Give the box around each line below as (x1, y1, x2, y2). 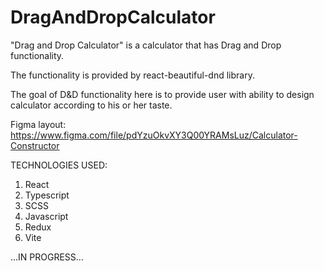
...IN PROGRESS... (10, 251, 84, 263)
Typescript (24, 189, 70, 201)
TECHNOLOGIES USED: (10, 159, 108, 171)
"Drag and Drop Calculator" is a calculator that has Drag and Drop (10, 39, 282, 51)
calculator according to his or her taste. (10, 99, 173, 111)
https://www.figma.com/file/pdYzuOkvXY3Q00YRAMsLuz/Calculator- (10, 129, 298, 141)
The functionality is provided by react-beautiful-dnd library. (10, 69, 255, 81)
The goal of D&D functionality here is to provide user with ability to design (10, 88, 315, 100)
